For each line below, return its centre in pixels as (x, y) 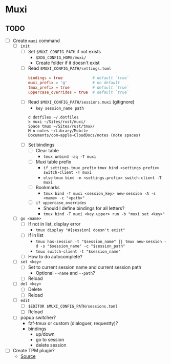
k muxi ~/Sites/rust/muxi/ (57, 122)
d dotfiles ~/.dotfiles (53, 117)
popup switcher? (38, 318)
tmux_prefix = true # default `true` (79, 87)
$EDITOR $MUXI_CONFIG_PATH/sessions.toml (73, 307)
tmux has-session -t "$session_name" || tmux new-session (99, 241)
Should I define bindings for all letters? (84, 208)
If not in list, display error (54, 224)
